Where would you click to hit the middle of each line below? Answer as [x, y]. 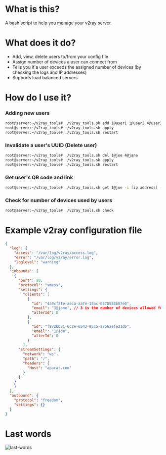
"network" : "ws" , [41, 354]
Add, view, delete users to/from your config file [60, 56]
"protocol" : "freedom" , [39, 400]
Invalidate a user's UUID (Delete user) [51, 145]
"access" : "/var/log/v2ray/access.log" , [56, 253]
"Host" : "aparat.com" [49, 368]
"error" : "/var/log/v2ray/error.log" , [54, 257]
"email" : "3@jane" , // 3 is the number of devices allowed [94, 308]
